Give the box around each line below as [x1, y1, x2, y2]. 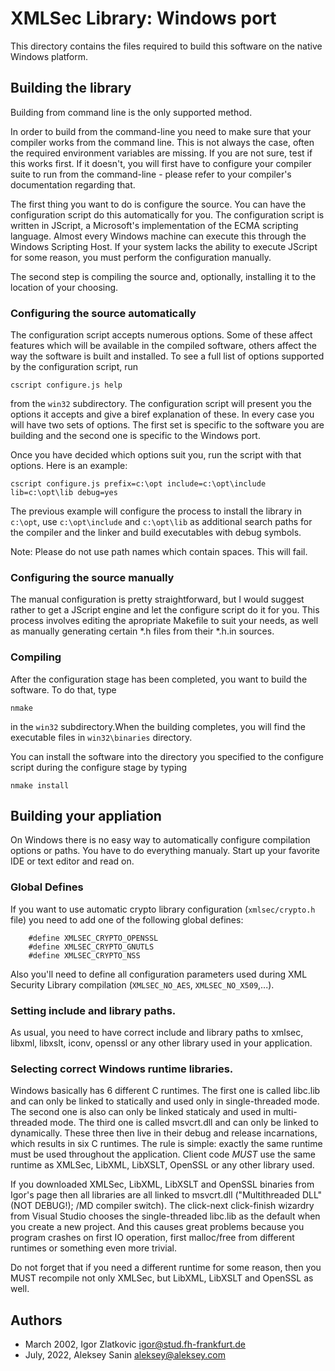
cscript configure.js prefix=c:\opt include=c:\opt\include [10, 479, 267, 489]
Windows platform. [10, 50, 88, 62]
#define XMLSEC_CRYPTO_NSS [28, 950, 141, 961]
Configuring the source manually [10, 570, 175, 584]
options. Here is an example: [10, 460, 128, 472]
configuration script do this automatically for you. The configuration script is [10, 208, 325, 221]
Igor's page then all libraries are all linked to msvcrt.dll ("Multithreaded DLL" [10, 1189, 323, 1201]
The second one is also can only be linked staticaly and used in [10, 1106, 272, 1118]
